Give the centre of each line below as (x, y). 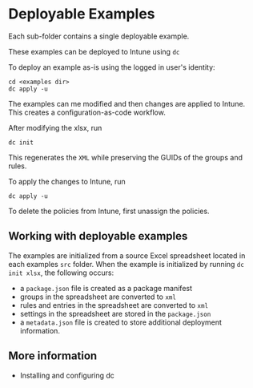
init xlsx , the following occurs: (61, 273)
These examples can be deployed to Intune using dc (94, 51)
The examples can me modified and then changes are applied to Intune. (127, 103)
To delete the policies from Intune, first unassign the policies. (109, 211)
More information (53, 356)
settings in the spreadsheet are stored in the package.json (115, 313)
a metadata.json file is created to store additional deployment (121, 322)
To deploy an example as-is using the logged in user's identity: (112, 67)
